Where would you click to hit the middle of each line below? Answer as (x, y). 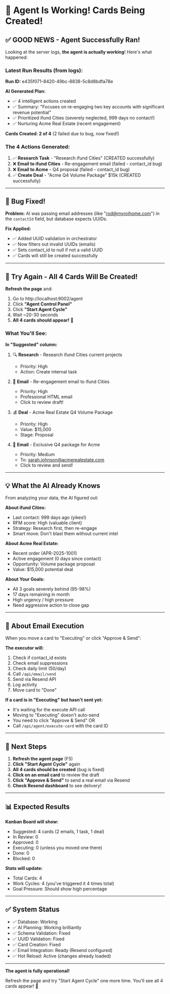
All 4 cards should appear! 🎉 (43, 320)
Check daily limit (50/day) (39, 669)
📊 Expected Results (37, 807)
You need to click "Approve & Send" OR (54, 720)
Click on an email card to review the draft (56, 775)
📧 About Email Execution (45, 626)
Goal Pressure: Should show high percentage (60, 889)
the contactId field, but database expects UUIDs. (56, 219)
